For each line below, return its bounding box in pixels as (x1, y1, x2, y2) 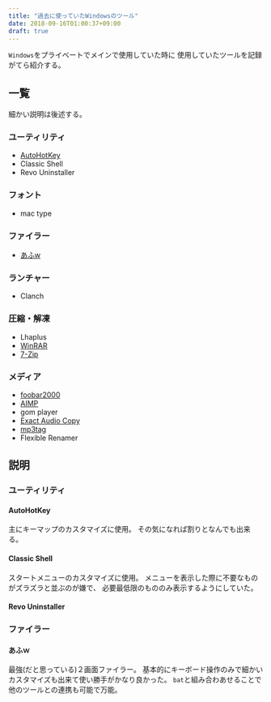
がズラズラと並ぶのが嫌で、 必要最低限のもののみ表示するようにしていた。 (8, 583, 258, 593)
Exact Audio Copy (19, 415, 81, 426)
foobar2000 (19, 390, 61, 400)
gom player (19, 407, 58, 417)
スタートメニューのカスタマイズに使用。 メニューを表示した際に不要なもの (8, 572, 259, 582)
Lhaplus (19, 332, 47, 341)
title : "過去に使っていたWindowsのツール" (8, 11, 139, 20)
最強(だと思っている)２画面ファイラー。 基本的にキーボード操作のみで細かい (8, 665, 264, 674)
